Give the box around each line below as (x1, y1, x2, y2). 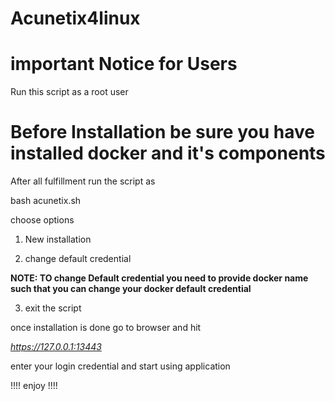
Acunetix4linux (10, 7, 141, 30)
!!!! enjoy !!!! (10, 380, 58, 392)
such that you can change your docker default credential (10, 283, 252, 295)
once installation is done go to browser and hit (10, 322, 202, 334)
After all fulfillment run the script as (10, 175, 156, 187)
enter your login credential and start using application (10, 360, 231, 372)
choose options (10, 214, 75, 226)
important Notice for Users (10, 53, 238, 76)
